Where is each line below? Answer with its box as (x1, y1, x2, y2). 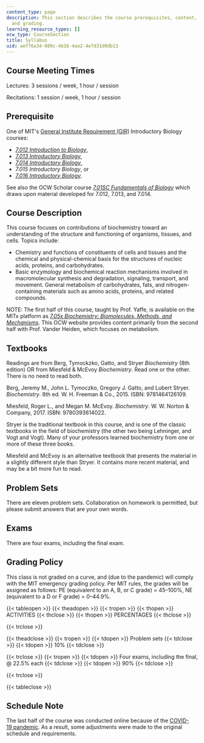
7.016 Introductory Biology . (15, 172, 83, 179)
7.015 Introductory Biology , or (15, 165, 90, 173)
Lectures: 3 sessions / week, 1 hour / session (6, 82, 119, 89)
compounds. (15, 294, 47, 302)
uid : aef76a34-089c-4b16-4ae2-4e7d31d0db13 (6, 43, 119, 49)
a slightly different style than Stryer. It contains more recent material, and (6, 458, 190, 466)
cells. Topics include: (6, 237, 60, 244)
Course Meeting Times (6, 65, 95, 76)
